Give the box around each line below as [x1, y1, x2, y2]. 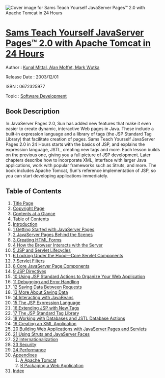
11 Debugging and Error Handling [12, 278, 80, 284]
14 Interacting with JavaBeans [12, 294, 74, 300]
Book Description [5, 107, 60, 116]
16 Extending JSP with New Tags [12, 305, 80, 310]
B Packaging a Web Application [20, 362, 84, 368]
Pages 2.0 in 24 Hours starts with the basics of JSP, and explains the [5, 141, 145, 147]
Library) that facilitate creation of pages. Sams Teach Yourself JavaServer [5, 136, 155, 142]
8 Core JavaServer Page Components [12, 263, 90, 269]
